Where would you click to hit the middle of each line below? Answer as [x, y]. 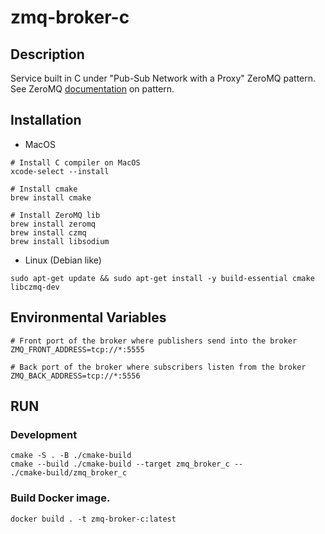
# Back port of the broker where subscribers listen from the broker [158, 367]
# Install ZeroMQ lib [55, 215]
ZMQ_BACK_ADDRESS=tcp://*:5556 [75, 376]
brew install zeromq [53, 224]
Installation [46, 120]
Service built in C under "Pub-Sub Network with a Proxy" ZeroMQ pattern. [163, 78]
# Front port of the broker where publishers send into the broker [154, 341]
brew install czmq [48, 232]
